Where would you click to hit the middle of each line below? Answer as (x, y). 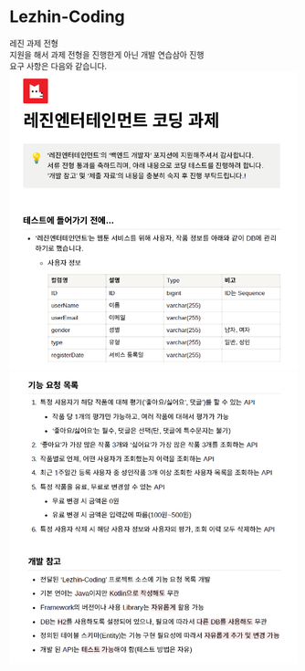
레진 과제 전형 (34, 43)
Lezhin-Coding (67, 17)
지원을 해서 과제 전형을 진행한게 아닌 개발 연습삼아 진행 (107, 54)
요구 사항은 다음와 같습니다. (58, 66)
